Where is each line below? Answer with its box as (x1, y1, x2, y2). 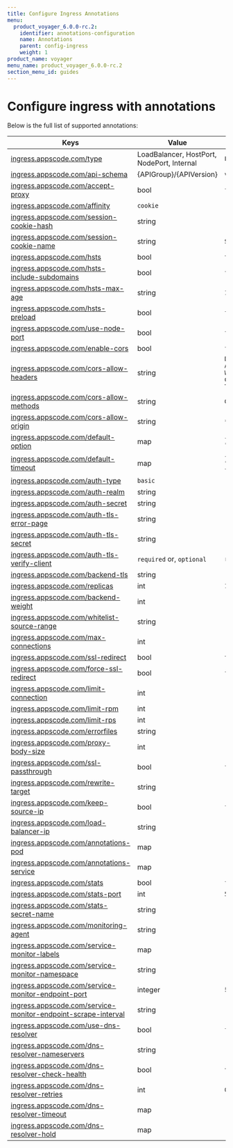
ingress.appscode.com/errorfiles (10, 727, 118, 737)
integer (137, 985, 161, 995)
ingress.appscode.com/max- (10, 633, 106, 643)
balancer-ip (10, 826, 50, 836)
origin (10, 421, 30, 431)
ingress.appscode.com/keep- (10, 798, 109, 808)
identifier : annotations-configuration (19, 29, 135, 37)
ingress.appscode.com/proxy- (10, 738, 111, 748)
